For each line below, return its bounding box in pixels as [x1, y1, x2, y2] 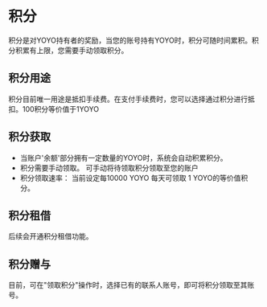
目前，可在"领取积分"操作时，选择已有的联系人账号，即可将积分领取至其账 [8, 280, 255, 290]
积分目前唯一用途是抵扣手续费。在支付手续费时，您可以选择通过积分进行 [8, 94, 248, 104]
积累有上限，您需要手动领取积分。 [14, 45, 129, 55]
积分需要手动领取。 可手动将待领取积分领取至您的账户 [19, 162, 199, 173]
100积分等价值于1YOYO [22, 104, 100, 113]
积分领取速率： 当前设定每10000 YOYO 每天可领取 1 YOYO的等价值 [19, 173, 241, 182]
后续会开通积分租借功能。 [8, 231, 93, 241]
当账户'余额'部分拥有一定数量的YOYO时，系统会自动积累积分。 [19, 153, 228, 162]
